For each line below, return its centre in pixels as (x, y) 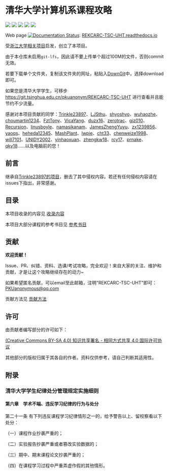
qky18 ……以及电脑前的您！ (33, 145)
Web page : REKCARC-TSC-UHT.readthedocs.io (81, 35)
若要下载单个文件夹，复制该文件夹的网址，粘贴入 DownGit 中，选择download (84, 74)
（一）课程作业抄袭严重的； (34, 433)
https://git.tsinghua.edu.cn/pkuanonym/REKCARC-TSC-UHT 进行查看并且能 (84, 97)
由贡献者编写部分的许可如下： (36, 330)
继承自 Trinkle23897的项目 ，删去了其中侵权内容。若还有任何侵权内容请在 (81, 176)
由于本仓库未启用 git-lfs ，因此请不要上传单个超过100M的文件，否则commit (84, 56)
